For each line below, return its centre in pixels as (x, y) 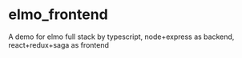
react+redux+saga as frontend (59, 44)
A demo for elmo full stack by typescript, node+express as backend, (121, 37)
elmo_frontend (58, 15)
